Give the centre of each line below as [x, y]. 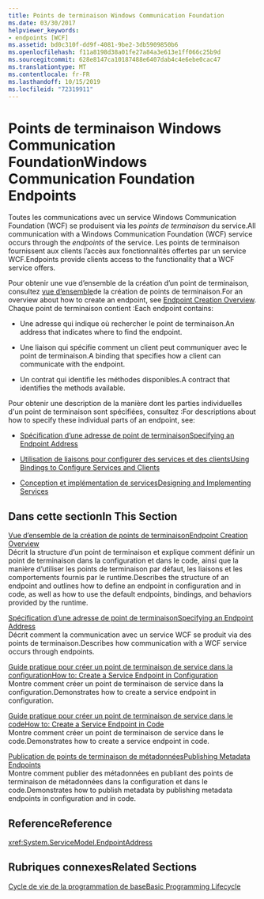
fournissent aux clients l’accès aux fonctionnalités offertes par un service [127, 251]
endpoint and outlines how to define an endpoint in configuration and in [124, 586]
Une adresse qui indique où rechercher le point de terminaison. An [127, 324]
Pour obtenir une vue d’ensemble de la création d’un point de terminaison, [128, 283]
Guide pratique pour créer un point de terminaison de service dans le [121, 716]
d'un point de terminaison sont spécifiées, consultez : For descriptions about [132, 412]
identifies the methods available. [72, 388]
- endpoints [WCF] [38, 38]
